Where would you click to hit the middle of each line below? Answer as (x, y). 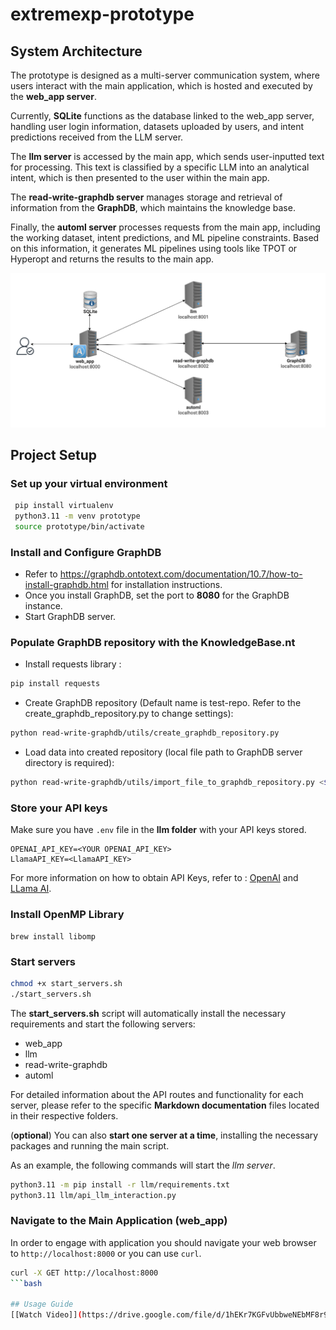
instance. (43, 606)
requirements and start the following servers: (103, 1024)
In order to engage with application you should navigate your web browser (163, 1242)
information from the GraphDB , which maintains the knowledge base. (153, 207)
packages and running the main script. (90, 1145)
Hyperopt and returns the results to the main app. (112, 259)
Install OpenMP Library (67, 915)
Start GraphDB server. (70, 617)
